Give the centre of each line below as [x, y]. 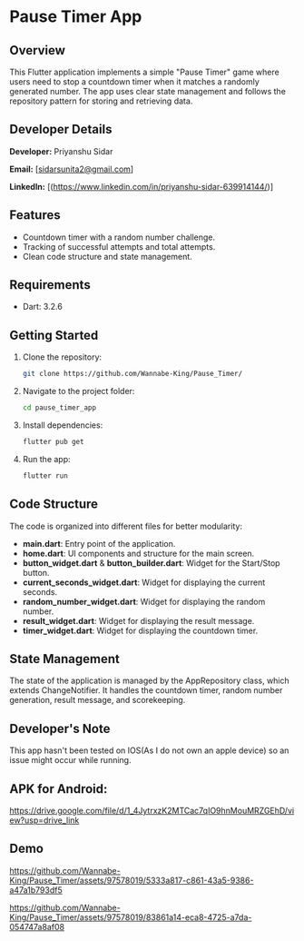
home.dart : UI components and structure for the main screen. [138, 553]
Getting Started [54, 335]
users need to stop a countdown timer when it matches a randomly [135, 82]
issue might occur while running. [70, 760]
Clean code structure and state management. [107, 256]
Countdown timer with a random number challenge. [119, 237]
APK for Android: [59, 789]
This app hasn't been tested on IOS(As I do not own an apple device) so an [149, 750]
